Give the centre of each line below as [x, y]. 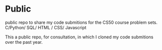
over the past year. [24, 42]
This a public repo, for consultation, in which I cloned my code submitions [79, 37]
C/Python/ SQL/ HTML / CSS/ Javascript [46, 27]
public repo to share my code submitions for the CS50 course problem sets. [81, 22]
